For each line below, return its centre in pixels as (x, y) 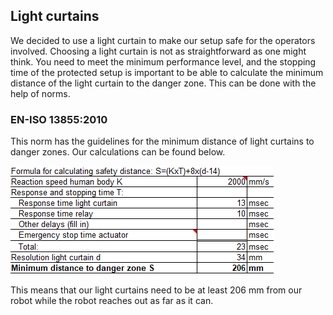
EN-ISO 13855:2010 (59, 119)
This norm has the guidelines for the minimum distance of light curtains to (162, 141)
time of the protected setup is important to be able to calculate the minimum (167, 72)
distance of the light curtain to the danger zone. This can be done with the (163, 83)
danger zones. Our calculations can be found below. (118, 152)
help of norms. (40, 93)
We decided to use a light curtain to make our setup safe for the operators (163, 40)
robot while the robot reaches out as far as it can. (112, 301)
